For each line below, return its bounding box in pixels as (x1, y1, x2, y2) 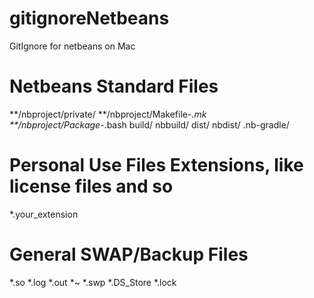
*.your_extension (9, 208, 79, 220)
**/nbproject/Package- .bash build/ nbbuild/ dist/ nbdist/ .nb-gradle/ (9, 118, 290, 131)
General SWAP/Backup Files (9, 243, 249, 266)
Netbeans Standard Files (9, 75, 219, 98)
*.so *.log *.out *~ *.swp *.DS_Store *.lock (9, 276, 177, 288)
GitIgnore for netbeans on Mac (9, 40, 136, 52)
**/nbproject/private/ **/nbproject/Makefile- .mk (9, 108, 207, 120)
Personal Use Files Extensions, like (9, 154, 304, 177)
